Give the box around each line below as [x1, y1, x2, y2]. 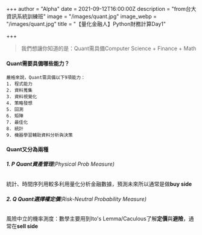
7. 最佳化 [6, 119, 28, 125]
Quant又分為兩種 [6, 145, 49, 152]
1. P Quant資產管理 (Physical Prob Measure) [6, 160, 115, 168]
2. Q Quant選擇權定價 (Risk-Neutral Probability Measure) [6, 195, 147, 202]
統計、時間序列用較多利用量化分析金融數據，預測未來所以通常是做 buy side [6, 180, 192, 187]
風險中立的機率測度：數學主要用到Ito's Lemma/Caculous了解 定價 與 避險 [6, 215, 184, 222]
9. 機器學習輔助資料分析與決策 [6, 132, 74, 139]
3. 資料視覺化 [6, 94, 37, 100]
